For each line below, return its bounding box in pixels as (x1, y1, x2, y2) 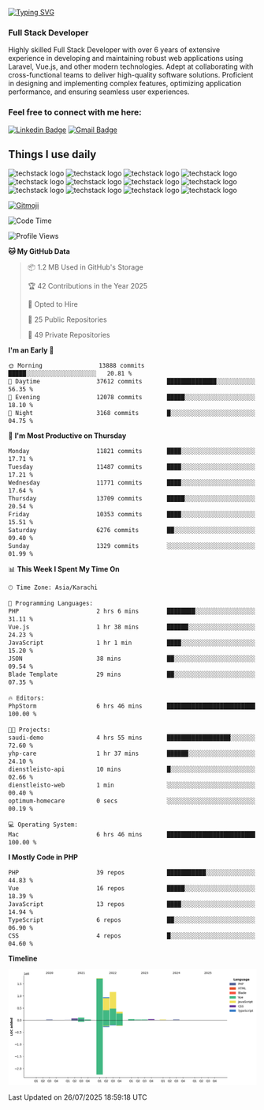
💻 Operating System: (8, 821, 79, 829)
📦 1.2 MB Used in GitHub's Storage (27, 262, 143, 272)
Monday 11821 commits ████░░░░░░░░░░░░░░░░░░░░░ (8, 447, 256, 455)
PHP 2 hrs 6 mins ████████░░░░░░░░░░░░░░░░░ (8, 607, 256, 616)
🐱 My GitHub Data (8, 247, 71, 256)
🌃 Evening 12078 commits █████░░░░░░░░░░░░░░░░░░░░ (8, 394, 256, 402)
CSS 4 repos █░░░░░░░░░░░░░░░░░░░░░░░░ (8, 932, 256, 940)
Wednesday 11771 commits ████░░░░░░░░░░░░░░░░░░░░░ (8, 479, 256, 487)
